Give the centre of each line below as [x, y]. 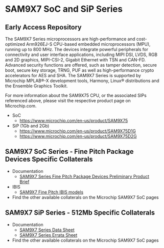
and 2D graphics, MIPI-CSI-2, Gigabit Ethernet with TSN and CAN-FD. [75, 60]
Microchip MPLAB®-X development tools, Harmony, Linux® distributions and [82, 81]
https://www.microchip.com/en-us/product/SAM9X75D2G [78, 136]
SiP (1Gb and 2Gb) [31, 126]
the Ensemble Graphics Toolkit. [36, 86]
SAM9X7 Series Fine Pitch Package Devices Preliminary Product [84, 176]
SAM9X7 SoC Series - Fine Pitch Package [69, 152]
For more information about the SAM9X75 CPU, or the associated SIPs [76, 95]
